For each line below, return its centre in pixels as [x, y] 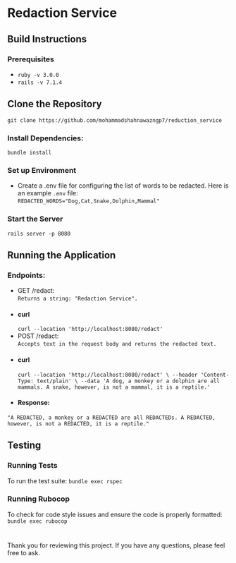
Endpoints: [26, 275]
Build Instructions [47, 39]
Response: [33, 403]
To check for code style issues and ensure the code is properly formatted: [115, 514]
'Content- [215, 375]
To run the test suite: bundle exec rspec [65, 480]
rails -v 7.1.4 [40, 83]
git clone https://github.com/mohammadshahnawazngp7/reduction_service [114, 120]
